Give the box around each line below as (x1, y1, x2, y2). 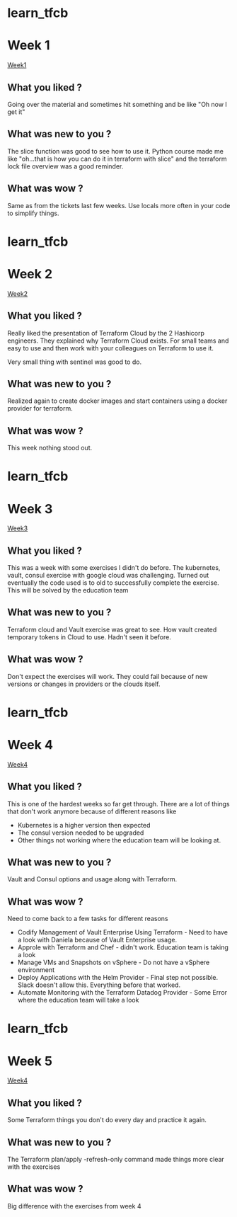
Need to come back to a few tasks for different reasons (7, 915, 168, 923)
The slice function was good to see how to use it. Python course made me (7, 147, 224, 155)
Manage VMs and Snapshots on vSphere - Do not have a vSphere (17, 958, 210, 967)
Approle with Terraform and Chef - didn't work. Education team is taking (17, 943, 229, 952)
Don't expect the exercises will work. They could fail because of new (7, 672, 208, 680)
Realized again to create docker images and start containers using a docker (7, 396, 228, 405)
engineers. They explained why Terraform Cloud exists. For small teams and (7, 336, 229, 345)
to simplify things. (7, 209, 59, 217)
